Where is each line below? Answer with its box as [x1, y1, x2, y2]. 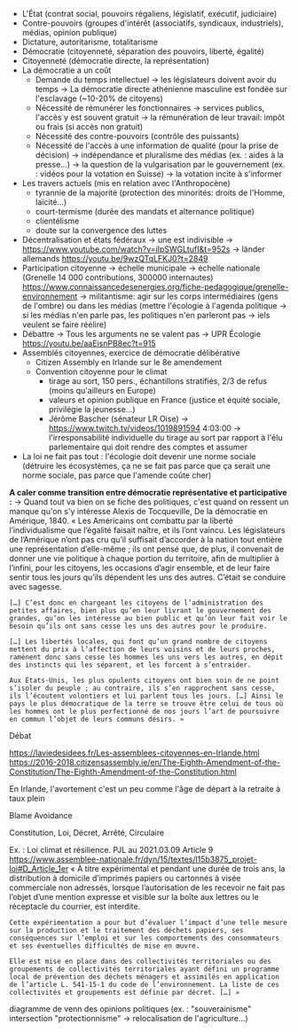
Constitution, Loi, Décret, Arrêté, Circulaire [9, 827, 165, 838]
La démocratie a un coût [21, 65, 112, 75]
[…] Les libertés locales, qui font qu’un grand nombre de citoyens [9, 637, 268, 646]
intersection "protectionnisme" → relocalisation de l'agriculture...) [9, 1013, 248, 1023]
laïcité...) [35, 197, 67, 207]
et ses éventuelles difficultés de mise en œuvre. [9, 942, 200, 950]
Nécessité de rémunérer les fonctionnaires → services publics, [35, 103, 265, 113]
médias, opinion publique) [21, 27, 118, 37]
